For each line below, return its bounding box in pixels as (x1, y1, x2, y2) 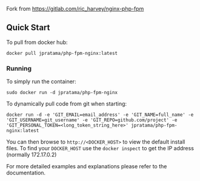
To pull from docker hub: (6, 39, 68, 46)
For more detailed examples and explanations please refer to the (6, 163, 167, 170)
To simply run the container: (6, 78, 77, 85)
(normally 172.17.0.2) (6, 151, 57, 159)
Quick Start (6, 22, 50, 33)
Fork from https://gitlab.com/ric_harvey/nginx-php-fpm (6, 5, 144, 12)
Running (6, 64, 32, 72)
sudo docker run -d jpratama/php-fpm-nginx (6, 90, 118, 96)
